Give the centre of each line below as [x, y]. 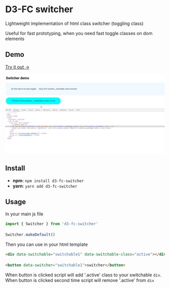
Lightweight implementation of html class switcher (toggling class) [74, 23]
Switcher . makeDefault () [30, 235]
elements [15, 39]
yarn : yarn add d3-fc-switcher [45, 186]
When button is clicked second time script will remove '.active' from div [80, 280]
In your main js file [25, 214]
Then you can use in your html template [47, 244]
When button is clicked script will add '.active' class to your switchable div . [83, 275]
